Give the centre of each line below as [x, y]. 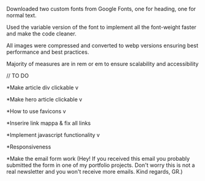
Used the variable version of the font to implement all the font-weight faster [102, 27]
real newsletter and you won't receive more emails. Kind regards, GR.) [95, 172]
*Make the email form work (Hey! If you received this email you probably [98, 159]
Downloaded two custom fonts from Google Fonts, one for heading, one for [101, 9]
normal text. [21, 15]
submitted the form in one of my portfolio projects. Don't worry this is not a [101, 165]
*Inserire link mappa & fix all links [49, 123]
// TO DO [18, 76]
